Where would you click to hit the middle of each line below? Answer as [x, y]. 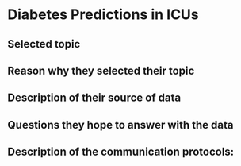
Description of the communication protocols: [121, 152]
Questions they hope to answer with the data [120, 125]
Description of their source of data [94, 98]
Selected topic [44, 44]
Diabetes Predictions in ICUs [103, 15]
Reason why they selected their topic [101, 70]
